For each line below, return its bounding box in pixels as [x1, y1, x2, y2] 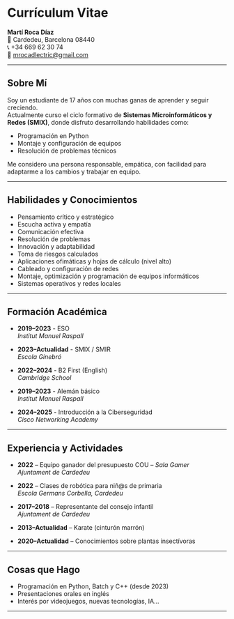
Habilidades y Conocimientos [7, 194, 138, 206]
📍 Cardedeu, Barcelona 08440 [7, 35, 95, 43]
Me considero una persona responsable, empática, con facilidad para [7, 160, 207, 168]
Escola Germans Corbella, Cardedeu [17, 489, 123, 498]
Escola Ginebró [17, 353, 62, 361]
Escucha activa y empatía [17, 220, 92, 228]
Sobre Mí [7, 77, 47, 89]
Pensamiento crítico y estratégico [17, 213, 114, 221]
